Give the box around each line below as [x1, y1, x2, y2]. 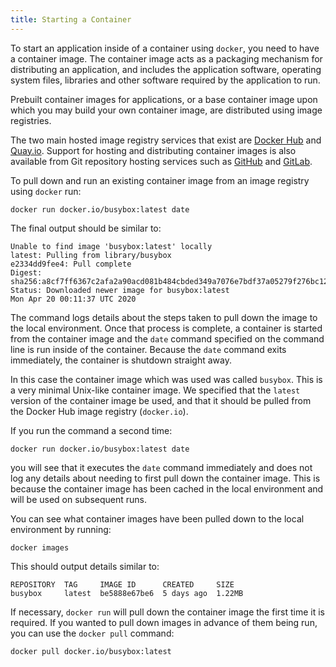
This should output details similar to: [10, 560, 160, 572]
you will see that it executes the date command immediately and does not [10, 461, 313, 473]
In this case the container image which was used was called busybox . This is [10, 373, 323, 385]
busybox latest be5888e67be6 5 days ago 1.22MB [10, 588, 244, 598]
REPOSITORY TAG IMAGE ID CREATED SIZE [10, 579, 235, 590]
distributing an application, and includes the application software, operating [10, 63, 322, 75]
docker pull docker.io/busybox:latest [10, 646, 172, 656]
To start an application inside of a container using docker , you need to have [10, 42, 320, 54]
